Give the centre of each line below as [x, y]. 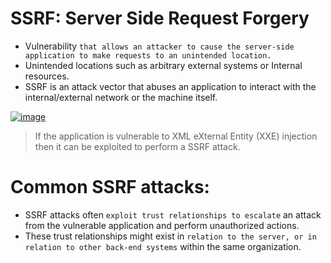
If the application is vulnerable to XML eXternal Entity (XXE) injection [176, 136]
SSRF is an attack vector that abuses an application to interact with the [170, 86]
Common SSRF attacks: [110, 187]
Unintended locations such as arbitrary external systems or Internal [163, 65]
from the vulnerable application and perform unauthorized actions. [162, 225]
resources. [47, 76]
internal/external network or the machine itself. [121, 97]
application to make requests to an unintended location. [148, 55]
